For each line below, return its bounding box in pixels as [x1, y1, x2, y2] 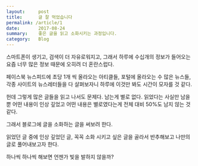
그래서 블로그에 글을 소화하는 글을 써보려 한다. [6, 121, 113, 127]
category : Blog [6, 36, 49, 42]
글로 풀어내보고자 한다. [6, 141, 59, 148]
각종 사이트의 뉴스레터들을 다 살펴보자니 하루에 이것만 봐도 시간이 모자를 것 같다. [6, 81, 193, 88]
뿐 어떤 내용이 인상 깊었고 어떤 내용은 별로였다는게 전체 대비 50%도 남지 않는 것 [6, 101, 191, 107]
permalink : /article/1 [6, 20, 63, 25]
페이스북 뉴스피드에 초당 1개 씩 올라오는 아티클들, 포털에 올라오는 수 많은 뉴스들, [6, 74, 191, 80]
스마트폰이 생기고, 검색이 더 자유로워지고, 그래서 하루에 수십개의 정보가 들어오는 [6, 53, 191, 60]
